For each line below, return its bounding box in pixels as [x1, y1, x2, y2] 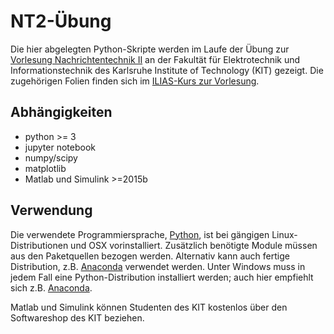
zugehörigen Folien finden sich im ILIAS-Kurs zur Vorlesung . [10, 75, 260, 87]
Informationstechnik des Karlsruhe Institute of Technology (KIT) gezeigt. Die [10, 64, 324, 76]
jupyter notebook [24, 141, 96, 153]
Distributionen [10, 239, 69, 251]
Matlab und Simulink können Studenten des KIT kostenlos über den [10, 301, 288, 313]
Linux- [271, 228, 298, 240]
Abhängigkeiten [10, 104, 113, 121]
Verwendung [10, 202, 93, 219]
